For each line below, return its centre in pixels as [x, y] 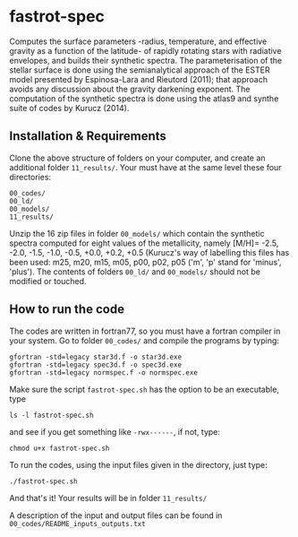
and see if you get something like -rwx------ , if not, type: [115, 431]
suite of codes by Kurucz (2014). [69, 108]
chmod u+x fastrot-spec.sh [60, 448]
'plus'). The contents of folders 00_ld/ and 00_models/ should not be [135, 272]
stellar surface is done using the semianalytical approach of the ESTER [140, 70]
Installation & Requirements [88, 136]
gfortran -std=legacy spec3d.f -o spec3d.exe [95, 365]
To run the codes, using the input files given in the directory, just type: [139, 464]
